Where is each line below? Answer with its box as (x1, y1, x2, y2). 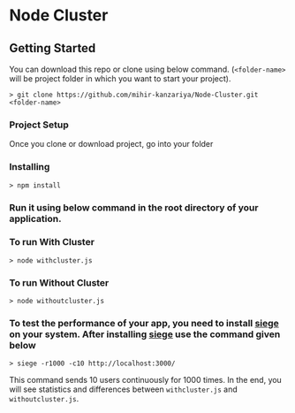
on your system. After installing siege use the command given (9, 328, 281, 340)
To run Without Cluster (9, 276, 110, 288)
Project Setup (9, 119, 69, 131)
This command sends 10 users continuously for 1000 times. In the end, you (9, 375, 283, 386)
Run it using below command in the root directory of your (9, 201, 259, 213)
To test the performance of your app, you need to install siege (9, 317, 280, 330)
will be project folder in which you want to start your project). (9, 73, 231, 84)
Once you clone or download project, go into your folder (9, 139, 214, 149)
